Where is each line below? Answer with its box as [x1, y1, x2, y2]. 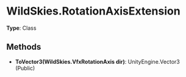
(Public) [15, 64, 35, 72]
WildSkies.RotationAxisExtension [6, 4, 181, 18]
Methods [6, 42, 41, 52]
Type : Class [6, 24, 37, 32]
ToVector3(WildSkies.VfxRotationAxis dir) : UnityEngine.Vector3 [15, 58, 180, 65]
